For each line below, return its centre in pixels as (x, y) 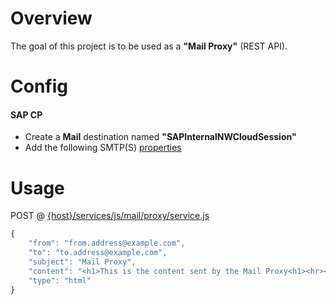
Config (39, 86)
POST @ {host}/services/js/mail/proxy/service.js (110, 216)
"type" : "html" (60, 280)
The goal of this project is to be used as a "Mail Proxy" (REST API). (149, 46)
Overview (51, 18)
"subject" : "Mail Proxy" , (82, 262)
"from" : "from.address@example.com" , (107, 243)
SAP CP (26, 114)
